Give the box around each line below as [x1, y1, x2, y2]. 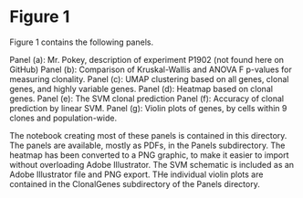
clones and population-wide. [9, 112, 117, 123]
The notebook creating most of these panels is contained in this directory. [9, 130, 287, 141]
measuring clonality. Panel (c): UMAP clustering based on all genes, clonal [9, 73, 289, 84]
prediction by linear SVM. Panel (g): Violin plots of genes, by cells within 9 [9, 102, 287, 113]
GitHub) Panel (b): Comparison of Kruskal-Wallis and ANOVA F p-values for [9, 64, 292, 75]
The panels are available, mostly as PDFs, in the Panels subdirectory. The [9, 140, 286, 151]
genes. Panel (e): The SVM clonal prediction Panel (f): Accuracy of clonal [9, 93, 285, 104]
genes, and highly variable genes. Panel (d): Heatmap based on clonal [9, 83, 274, 94]
